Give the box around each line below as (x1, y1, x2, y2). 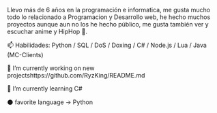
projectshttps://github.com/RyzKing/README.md (7, 71, 145, 79)
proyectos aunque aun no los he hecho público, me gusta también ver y (7, 20, 209, 28)
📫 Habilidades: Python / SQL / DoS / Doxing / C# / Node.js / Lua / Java (7, 41, 207, 49)
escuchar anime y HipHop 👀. (7, 27, 87, 35)
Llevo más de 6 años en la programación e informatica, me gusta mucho (7, 6, 210, 14)
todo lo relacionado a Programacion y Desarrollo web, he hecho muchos (7, 13, 211, 21)
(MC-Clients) (7, 51, 44, 59)
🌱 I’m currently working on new (7, 64, 95, 72)
